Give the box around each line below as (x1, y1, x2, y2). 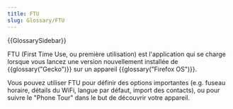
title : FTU (7, 10, 40, 18)
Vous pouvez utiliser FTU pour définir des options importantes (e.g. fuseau (7, 78, 226, 86)
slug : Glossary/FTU (7, 17, 65, 24)
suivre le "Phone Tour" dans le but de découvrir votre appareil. (7, 93, 190, 102)
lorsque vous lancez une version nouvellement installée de (7, 57, 178, 65)
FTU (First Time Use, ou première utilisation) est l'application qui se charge (7, 50, 227, 58)
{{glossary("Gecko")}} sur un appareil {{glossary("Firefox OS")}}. (7, 65, 198, 73)
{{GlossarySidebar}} (7, 36, 67, 44)
